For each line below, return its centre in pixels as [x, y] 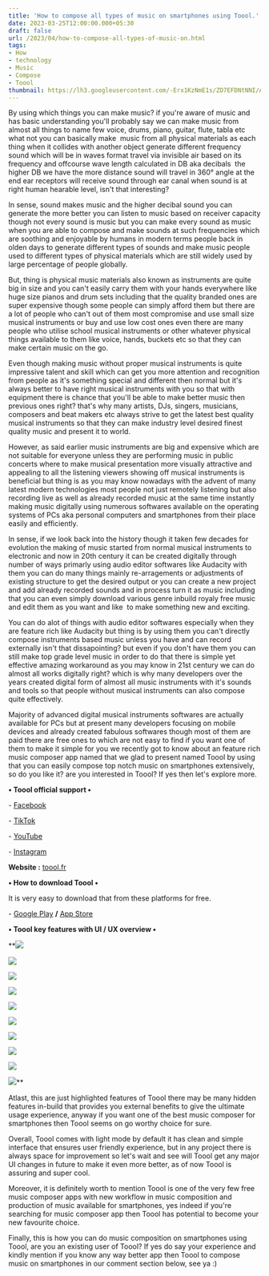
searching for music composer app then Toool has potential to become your [133, 1214]
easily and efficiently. [43, 524]
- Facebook [27, 805]
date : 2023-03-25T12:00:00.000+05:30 [71, 23]
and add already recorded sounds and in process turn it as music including [132, 590]
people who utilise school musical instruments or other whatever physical [129, 331]
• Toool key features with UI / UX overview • [82, 929]
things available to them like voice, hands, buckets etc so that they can [125, 339]
